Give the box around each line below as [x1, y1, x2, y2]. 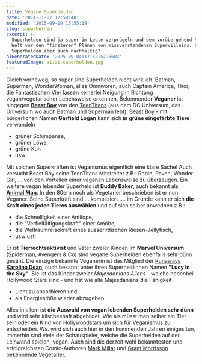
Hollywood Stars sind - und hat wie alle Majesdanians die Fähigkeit [6, 276, 173, 283]
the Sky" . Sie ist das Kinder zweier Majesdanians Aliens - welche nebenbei [6, 269, 194, 277]
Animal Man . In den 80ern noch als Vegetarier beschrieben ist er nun [6, 189, 179, 196]
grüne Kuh [14, 145, 41, 152]
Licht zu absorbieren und [14, 287, 78, 295]
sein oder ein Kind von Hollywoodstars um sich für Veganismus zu [6, 319, 171, 326]
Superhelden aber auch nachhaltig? [11, 48, 101, 54]
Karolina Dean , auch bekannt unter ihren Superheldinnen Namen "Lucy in [6, 263, 191, 271]
